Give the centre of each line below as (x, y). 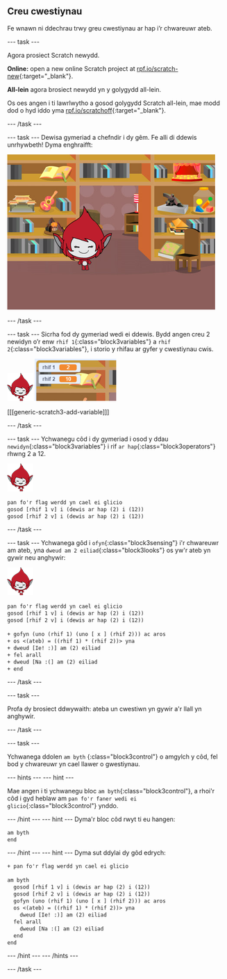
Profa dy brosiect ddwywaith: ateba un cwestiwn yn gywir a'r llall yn (105, 709)
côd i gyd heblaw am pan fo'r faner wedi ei (72, 798)
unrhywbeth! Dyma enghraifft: (50, 145)
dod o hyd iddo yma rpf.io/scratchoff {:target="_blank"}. (87, 110)
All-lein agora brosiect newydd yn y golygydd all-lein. (84, 89)
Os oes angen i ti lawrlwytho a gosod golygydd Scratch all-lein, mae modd (113, 103)
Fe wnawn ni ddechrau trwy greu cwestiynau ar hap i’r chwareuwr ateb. (110, 28)
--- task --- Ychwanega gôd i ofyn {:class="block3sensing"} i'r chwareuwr (113, 542)
